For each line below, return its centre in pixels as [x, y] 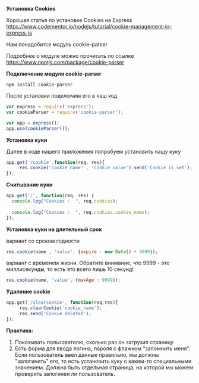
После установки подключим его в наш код [62, 96]
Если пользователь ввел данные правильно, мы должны [87, 354]
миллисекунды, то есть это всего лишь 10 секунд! [70, 269]
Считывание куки [29, 185]
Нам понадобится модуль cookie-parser [57, 44]
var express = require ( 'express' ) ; [50, 107]
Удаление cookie [28, 292]
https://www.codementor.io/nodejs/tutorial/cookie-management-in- [89, 27]
